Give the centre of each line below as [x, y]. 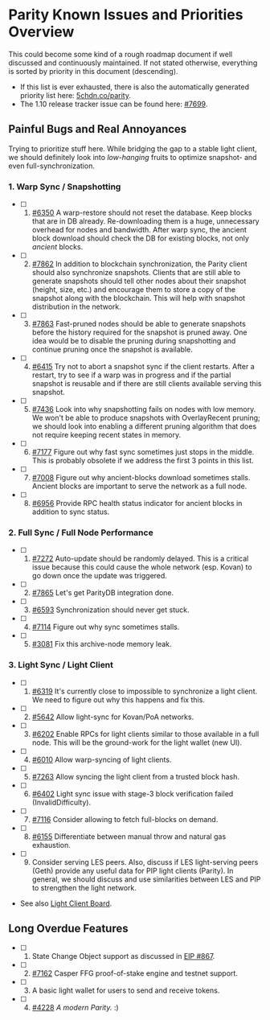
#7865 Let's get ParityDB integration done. [103, 593]
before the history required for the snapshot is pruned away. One [139, 332]
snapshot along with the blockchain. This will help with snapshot [139, 298]
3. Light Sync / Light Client [61, 665]
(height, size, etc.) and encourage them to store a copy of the [133, 290]
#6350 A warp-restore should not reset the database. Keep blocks [142, 213]
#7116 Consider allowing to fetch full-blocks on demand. [125, 819]
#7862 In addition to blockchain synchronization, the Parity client [139, 264]
